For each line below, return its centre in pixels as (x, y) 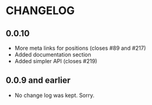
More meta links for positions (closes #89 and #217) (80, 48)
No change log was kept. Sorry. (55, 95)
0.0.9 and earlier (38, 80)
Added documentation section (53, 55)
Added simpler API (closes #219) (56, 61)
